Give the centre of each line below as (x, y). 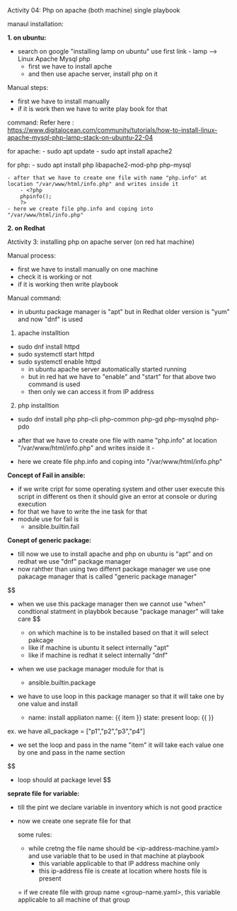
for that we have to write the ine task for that (82, 511)
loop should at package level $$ (64, 780)
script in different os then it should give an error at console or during (117, 497)
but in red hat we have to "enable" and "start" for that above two (122, 377)
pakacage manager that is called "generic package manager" (107, 576)
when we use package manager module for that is (91, 669)
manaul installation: (35, 24)
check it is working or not (54, 277)
